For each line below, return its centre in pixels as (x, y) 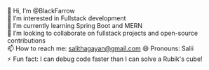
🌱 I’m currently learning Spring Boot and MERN (75, 26)
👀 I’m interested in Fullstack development (67, 18)
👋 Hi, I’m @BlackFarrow (41, 11)
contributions (26, 41)
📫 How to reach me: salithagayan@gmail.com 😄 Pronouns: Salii (101, 48)
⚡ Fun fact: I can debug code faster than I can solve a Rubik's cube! (105, 59)
